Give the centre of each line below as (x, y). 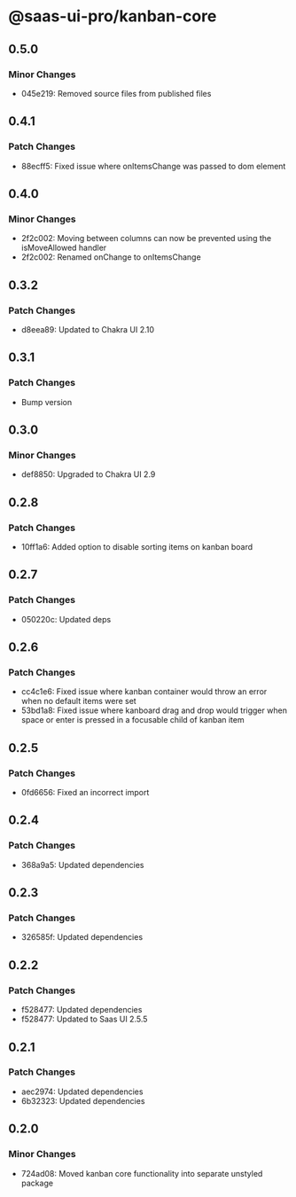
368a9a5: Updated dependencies (82, 864)
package (37, 1183)
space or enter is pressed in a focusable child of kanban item (132, 720)
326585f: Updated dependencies (82, 937)
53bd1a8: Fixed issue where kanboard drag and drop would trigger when (154, 710)
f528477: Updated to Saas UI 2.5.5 (84, 1019)
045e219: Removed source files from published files (116, 93)
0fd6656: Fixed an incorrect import (85, 793)
